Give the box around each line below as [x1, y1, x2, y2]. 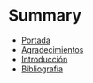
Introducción [20, 54, 68, 64]
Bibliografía [20, 63, 64, 74]
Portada [20, 35, 50, 46]
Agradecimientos [20, 44, 84, 54]
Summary [8, 5, 81, 26]
